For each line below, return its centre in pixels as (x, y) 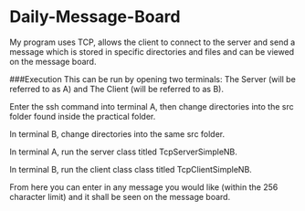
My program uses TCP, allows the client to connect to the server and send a (152, 42)
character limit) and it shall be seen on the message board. (120, 196)
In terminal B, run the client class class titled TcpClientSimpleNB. (131, 169)
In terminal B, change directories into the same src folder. (117, 133)
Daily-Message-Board (95, 17)
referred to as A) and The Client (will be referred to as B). (116, 89)
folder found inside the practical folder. (83, 116)
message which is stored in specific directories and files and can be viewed (152, 51)
